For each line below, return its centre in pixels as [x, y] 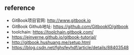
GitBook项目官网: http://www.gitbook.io [51, 20]
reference [20, 8]
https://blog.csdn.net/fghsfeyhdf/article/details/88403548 [70, 47]
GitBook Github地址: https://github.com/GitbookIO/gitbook [70, 26]
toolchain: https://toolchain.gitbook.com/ [52, 32]
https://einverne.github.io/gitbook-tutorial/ [54, 37]
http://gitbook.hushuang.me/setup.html [51, 42]
